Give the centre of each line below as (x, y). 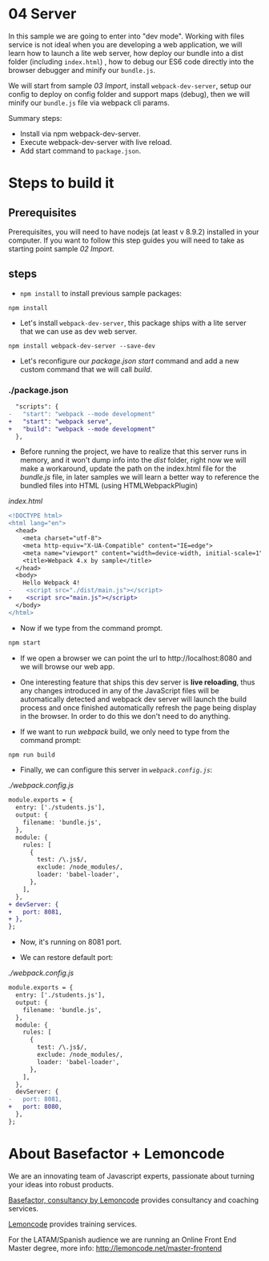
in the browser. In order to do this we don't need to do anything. (125, 716)
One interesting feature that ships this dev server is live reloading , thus (137, 682)
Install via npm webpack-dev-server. (80, 134)
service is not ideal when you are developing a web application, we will (125, 44)
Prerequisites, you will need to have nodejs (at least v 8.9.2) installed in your (134, 231)
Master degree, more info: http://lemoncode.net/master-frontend (115, 1248)
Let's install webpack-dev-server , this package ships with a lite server (133, 323)
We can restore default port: (66, 958)
